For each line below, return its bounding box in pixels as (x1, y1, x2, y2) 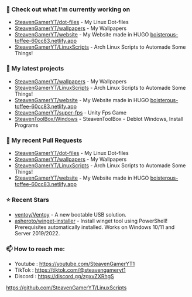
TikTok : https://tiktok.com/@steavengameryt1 (14, 266, 126, 274)
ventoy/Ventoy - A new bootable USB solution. (14, 211, 127, 218)
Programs (14, 122, 39, 129)
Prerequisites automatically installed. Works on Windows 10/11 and (14, 224, 175, 231)
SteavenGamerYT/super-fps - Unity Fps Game (14, 109, 127, 116)
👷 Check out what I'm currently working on (6, 5, 131, 14)
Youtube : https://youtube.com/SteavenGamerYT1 (14, 261, 135, 268)
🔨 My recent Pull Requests (6, 136, 83, 144)
